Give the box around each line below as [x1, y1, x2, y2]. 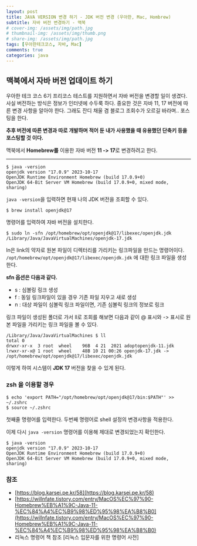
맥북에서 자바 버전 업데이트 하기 [6, 76, 113, 86]
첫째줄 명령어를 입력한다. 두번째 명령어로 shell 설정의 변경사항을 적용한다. [6, 416, 174, 423]
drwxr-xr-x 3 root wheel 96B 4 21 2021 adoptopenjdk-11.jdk [6, 343, 175, 349]
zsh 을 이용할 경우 [6, 380, 55, 389]
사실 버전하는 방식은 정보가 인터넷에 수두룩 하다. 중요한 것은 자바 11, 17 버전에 [6, 100, 182, 107]
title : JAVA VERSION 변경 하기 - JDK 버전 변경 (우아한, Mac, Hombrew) [6, 14, 171, 20]
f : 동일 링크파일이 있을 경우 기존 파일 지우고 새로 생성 [14, 294, 137, 301]
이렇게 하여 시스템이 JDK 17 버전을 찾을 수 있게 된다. [6, 365, 126, 372]
